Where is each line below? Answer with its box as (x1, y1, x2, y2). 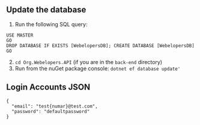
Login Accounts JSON (6, 82, 91, 92)
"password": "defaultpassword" (11, 108, 90, 114)
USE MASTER (6, 32, 34, 38)
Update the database (6, 5, 86, 15)
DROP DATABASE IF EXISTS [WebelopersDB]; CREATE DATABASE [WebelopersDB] (6, 42, 195, 48)
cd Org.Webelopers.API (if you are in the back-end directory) (14, 58, 163, 65)
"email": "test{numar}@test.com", (11, 103, 98, 109)
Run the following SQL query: (14, 20, 88, 28)
